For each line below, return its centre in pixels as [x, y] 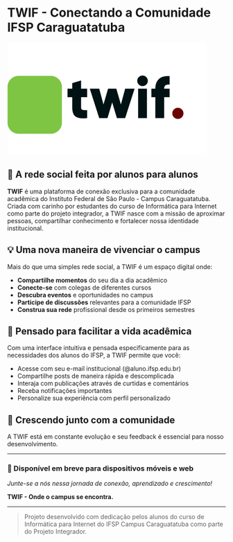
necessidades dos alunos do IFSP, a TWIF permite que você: [94, 356]
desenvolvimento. [33, 444]
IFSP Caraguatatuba [66, 27]
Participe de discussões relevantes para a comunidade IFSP [104, 302]
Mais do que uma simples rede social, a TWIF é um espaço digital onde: [110, 266]
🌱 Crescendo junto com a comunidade [91, 420]
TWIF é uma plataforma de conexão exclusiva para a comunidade [101, 191]
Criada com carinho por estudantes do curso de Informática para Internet [112, 206]
